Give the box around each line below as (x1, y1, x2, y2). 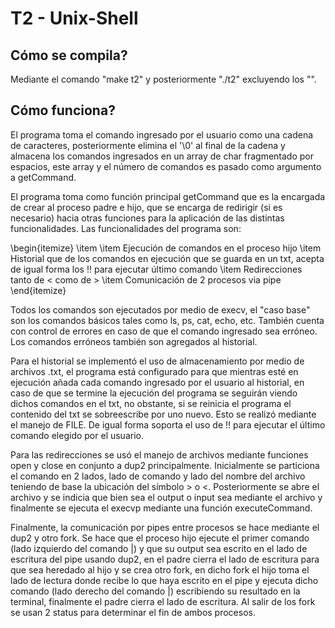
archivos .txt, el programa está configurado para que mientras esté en (10, 365, 299, 377)
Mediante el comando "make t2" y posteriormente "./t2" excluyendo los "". (10, 73, 317, 85)
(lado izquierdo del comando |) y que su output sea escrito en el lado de (10, 542, 308, 554)
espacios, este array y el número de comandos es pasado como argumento (10, 160, 322, 172)
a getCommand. (10, 171, 77, 183)
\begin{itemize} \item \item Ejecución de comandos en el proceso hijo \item (10, 242, 322, 254)
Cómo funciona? (10, 102, 116, 119)
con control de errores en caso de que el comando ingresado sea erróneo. (10, 325, 318, 337)
